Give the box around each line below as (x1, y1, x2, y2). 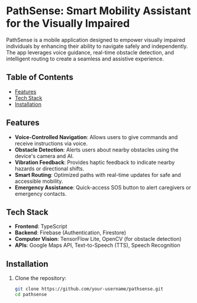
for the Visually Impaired (6, 17, 130, 30)
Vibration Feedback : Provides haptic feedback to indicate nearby (14, 159, 175, 166)
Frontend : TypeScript (14, 223, 67, 230)
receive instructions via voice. (14, 140, 88, 147)
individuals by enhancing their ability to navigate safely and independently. (6, 43, 188, 50)
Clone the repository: (14, 275, 67, 282)
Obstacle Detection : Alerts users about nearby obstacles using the (14, 146, 179, 153)
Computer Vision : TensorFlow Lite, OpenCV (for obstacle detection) (14, 236, 182, 243)
